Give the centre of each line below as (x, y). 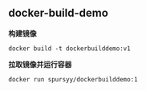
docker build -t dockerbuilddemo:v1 (69, 48)
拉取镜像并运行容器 (40, 64)
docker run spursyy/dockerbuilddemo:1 (73, 79)
